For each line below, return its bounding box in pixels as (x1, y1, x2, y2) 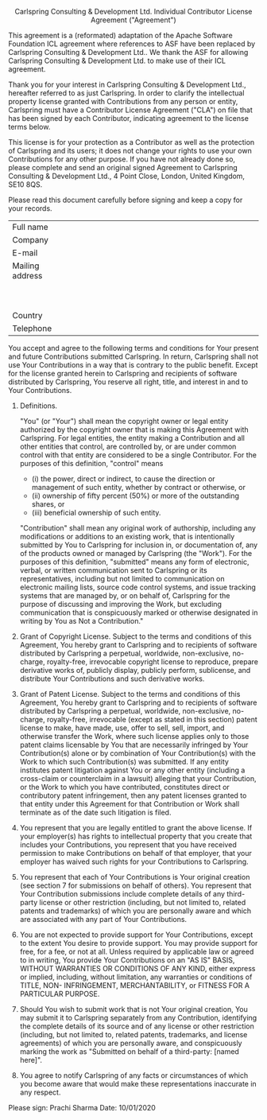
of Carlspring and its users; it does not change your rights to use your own (8, 146, 252, 155)
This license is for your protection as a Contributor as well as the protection (8, 138, 255, 146)
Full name (12, 222, 49, 232)
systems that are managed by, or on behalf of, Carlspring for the (19, 591, 230, 600)
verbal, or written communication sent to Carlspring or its (19, 566, 208, 575)
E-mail (12, 247, 38, 258)
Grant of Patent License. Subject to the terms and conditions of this (19, 690, 241, 698)
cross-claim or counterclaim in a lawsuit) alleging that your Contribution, (19, 774, 257, 783)
